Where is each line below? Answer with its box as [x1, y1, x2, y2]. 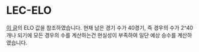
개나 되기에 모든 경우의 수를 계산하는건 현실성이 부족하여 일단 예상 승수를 [6, 31, 176, 39]
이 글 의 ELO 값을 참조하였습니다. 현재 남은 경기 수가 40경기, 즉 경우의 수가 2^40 [6, 24, 194, 31]
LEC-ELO [6, 4, 52, 17]
